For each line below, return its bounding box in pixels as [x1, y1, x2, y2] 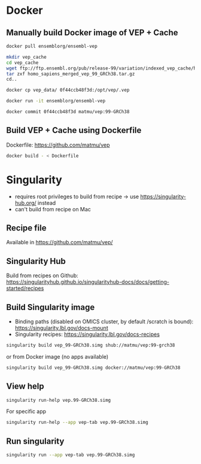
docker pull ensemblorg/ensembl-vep [6, 43, 98, 49]
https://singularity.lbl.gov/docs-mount [14, 324, 109, 331]
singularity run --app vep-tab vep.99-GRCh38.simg [6, 452, 135, 458]
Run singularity [6, 436, 65, 446]
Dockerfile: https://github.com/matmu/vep [6, 141, 110, 148]
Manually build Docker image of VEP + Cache [6, 28, 178, 38]
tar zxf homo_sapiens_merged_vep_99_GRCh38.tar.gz [6, 71, 135, 77]
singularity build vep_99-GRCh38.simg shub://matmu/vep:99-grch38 [6, 342, 175, 348]
